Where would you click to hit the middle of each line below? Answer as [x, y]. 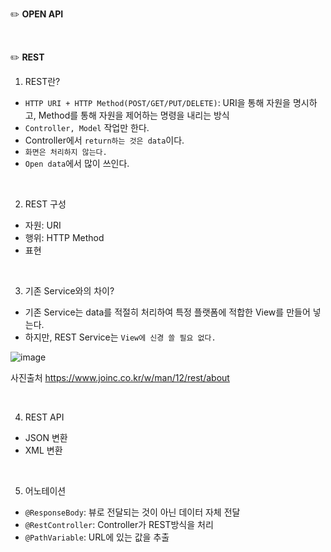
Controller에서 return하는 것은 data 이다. [104, 140]
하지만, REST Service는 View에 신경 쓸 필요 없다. [120, 337]
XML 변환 [43, 450]
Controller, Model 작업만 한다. [87, 127]
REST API [44, 417]
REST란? [42, 81]
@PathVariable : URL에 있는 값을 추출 [97, 537]
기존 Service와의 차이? [69, 291]
